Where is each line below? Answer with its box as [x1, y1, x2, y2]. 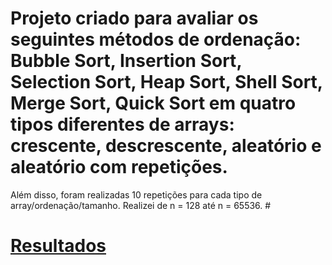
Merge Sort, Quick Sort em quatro [10, 92, 297, 115]
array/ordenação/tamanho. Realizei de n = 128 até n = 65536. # [10, 199, 272, 211]
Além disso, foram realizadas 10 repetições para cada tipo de [10, 188, 263, 201]
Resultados [10, 235, 107, 257]
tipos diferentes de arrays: [10, 113, 235, 136]
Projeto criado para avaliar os [10, 7, 259, 30]
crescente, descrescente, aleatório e [10, 135, 322, 157]
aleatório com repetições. [10, 156, 228, 179]
